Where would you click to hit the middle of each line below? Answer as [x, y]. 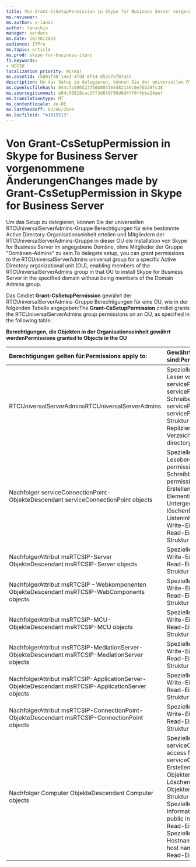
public [175, 818]
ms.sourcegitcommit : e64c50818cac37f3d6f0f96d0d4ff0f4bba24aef [85, 93]
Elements [179, 496]
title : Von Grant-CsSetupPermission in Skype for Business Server [88, 11]
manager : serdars [27, 33]
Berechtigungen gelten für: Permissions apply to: [78, 356]
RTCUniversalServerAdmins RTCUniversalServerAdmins [85, 406]
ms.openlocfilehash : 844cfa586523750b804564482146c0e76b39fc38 [85, 88]
